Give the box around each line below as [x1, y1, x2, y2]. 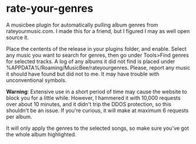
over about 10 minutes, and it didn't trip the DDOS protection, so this [6, 100, 172, 107]
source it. [6, 34, 29, 41]
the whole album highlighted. [6, 130, 77, 138]
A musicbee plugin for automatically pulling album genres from [6, 21, 158, 28]
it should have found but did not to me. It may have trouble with [6, 70, 160, 77]
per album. [6, 113, 32, 120]
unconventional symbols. [6, 76, 67, 84]
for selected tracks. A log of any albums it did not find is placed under [6, 58, 175, 65]
